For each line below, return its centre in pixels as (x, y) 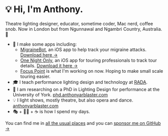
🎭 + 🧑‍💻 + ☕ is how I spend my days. (51, 111)
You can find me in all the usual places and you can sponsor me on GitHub (83, 123)
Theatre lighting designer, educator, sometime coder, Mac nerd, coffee (79, 23)
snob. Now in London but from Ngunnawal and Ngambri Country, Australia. (84, 29)
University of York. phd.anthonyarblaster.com (60, 95)
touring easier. (35, 76)
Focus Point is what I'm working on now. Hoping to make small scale (92, 71)
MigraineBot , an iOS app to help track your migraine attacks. (83, 50)
